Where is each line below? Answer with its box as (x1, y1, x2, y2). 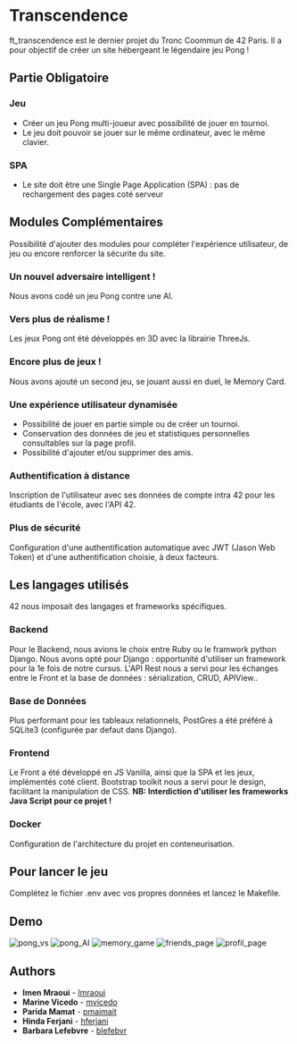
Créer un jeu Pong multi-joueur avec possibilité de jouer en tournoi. (21, 117, 270, 128)
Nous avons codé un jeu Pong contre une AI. (9, 291, 174, 301)
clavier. (21, 136, 49, 148)
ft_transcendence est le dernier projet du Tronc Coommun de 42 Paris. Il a (9, 35, 283, 46)
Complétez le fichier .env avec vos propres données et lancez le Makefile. (9, 887, 281, 899)
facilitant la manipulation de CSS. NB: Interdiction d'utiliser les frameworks (9, 786, 289, 797)
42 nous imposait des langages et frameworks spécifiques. (9, 601, 227, 612)
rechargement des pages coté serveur (21, 189, 164, 199)
